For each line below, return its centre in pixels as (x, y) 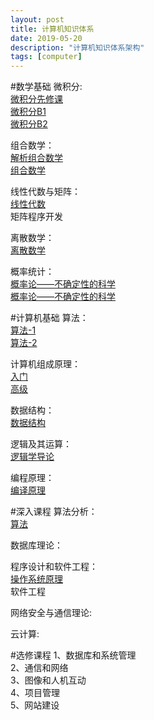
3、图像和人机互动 (48, 680)
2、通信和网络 (39, 668)
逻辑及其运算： (41, 444)
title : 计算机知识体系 (52, 29)
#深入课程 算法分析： (54, 512)
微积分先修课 (36, 99)
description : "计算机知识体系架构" (77, 47)
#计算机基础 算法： (49, 318)
